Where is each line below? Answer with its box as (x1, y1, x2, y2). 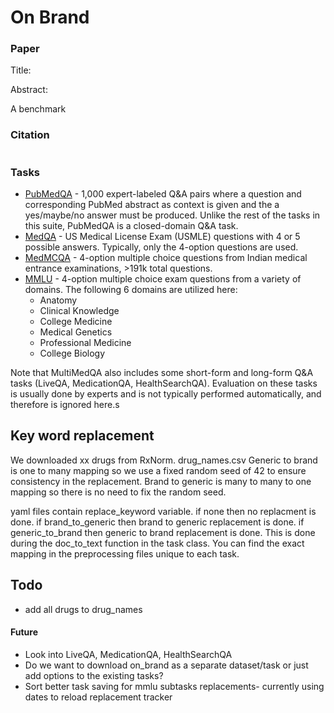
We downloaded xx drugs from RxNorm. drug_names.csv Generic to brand (10, 454, 318, 466)
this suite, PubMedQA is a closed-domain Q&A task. (24, 220, 239, 232)
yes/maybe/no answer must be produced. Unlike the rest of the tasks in (24, 209, 321, 221)
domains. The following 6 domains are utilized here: (24, 284, 238, 296)
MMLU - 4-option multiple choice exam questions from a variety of (24, 273, 302, 285)
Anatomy (39, 294, 78, 306)
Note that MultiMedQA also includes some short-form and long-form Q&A (10, 367, 314, 379)
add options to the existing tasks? (24, 669, 164, 681)
